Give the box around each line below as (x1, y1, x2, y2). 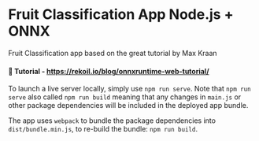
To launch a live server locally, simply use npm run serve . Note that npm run (8, 84, 251, 94)
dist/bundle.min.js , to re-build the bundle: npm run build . (8, 124, 198, 134)
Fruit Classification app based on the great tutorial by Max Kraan (8, 48, 218, 58)
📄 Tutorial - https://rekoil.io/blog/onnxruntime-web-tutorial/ (8, 66, 210, 76)
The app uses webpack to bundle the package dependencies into (8, 116, 216, 125)
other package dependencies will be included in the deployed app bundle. (8, 101, 249, 110)
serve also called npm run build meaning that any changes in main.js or (8, 92, 242, 102)
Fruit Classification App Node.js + (8, 6, 234, 24)
